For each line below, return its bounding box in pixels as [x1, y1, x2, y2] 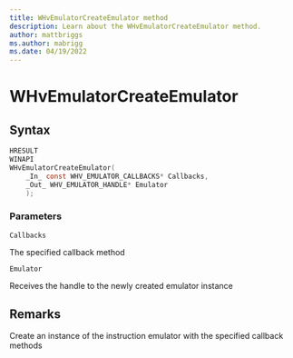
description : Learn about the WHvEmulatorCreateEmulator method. [9, 22, 261, 31]
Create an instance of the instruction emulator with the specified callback [9, 331, 284, 342]
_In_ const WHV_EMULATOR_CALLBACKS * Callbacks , [25, 172, 209, 181]
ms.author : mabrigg [9, 38, 83, 48]
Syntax [9, 122, 51, 137]
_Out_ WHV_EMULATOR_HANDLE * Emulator [25, 180, 169, 189]
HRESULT [9, 146, 39, 155]
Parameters [9, 210, 62, 223]
